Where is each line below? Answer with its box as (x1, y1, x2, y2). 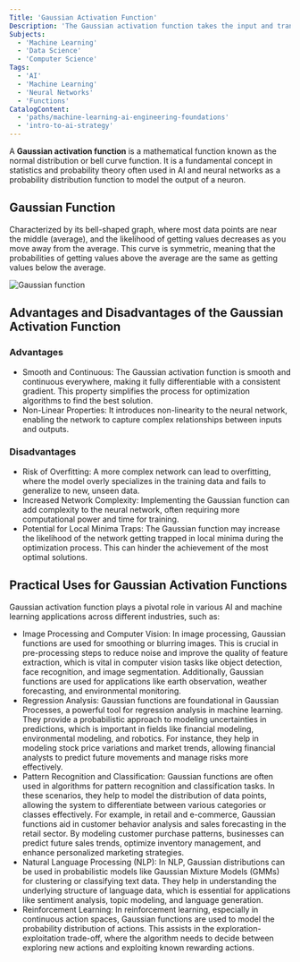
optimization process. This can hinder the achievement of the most (21, 542, 270, 553)
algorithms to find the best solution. (21, 395, 154, 405)
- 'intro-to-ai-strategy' (17, 122, 114, 131)
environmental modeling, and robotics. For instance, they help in (21, 733, 259, 744)
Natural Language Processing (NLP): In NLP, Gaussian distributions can (21, 856, 286, 867)
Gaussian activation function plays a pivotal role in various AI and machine (9, 601, 283, 612)
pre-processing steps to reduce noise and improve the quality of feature (21, 647, 288, 658)
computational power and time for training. (21, 514, 179, 524)
